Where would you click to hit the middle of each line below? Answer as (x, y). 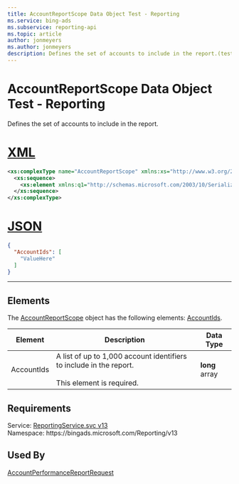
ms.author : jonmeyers (39, 47)
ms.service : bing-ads (39, 21)
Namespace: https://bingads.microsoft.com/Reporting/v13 (92, 433)
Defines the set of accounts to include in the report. (83, 123)
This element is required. (97, 383)
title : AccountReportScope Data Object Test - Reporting (94, 14)
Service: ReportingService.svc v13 (58, 426)
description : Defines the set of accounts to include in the (100, 54)
